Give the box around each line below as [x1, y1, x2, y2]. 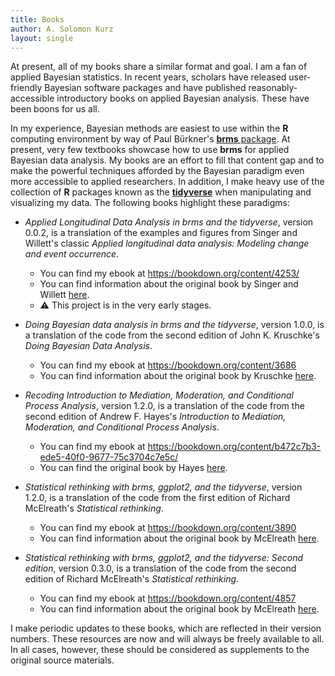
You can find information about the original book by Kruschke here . [39, 370, 317, 382]
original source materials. [10, 654, 115, 666]
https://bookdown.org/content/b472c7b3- [147, 441, 322, 453]
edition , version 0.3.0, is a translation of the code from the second [24, 562, 297, 575]
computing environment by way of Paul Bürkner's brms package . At [10, 133, 291, 145]
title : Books [10, 14, 65, 25]
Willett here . [39, 289, 90, 301]
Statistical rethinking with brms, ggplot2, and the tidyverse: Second [24, 552, 304, 564]
